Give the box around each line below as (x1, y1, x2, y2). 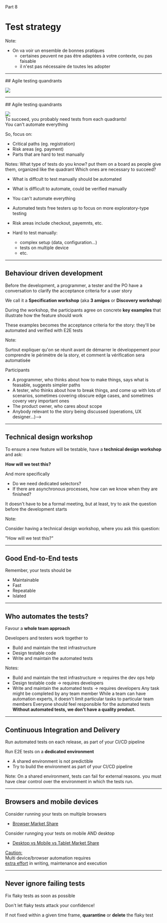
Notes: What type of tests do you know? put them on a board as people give (5, 161, 162, 167)
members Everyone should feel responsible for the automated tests (12, 701, 151, 707)
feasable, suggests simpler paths (12, 382, 81, 388)
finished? (12, 491, 31, 497)
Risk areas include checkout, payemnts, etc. (12, 220, 103, 226)
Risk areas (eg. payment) (12, 146, 64, 152)
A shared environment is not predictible (12, 758, 93, 764)
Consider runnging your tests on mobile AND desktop (5, 830, 115, 836)
